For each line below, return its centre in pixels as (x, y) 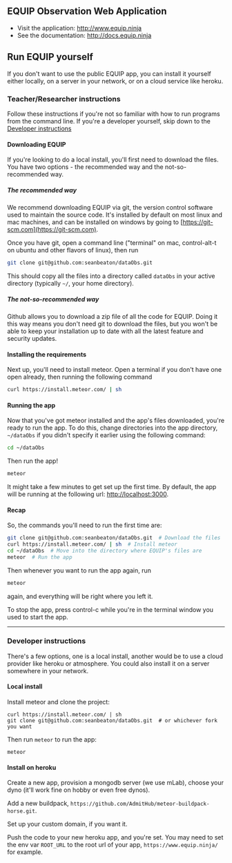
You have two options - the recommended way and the (85, 167)
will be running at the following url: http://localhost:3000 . (88, 494)
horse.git (21, 811)
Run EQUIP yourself (50, 57)
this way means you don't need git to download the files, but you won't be (113, 324)
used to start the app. (38, 617)
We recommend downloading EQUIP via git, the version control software (110, 208)
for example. (25, 852)
